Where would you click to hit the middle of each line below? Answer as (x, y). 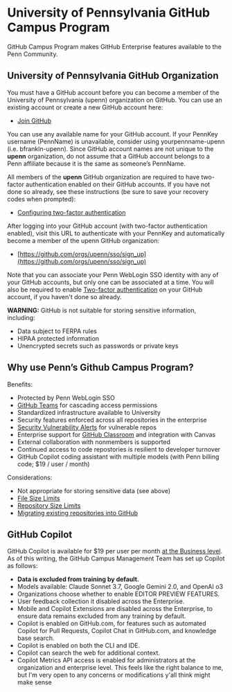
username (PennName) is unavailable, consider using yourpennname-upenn (116, 141)
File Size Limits (38, 498)
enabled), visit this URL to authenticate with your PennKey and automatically (116, 233)
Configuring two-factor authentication (71, 212)
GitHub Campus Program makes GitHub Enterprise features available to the (114, 46)
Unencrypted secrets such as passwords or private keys (98, 346)
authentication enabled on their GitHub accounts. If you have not (118, 184)
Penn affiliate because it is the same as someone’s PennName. (96, 163)
